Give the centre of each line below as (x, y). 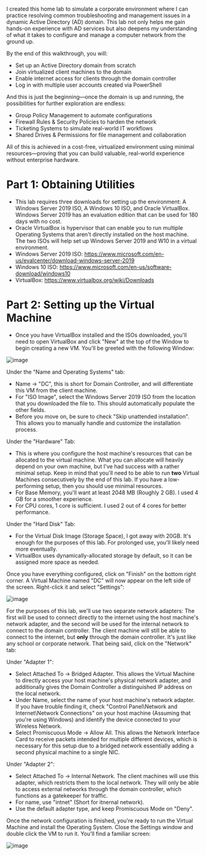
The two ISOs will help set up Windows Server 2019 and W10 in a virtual (106, 241)
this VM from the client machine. (56, 390)
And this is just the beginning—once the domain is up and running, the (95, 97)
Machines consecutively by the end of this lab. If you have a (91, 479)
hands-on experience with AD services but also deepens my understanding (102, 28)
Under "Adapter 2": (31, 764)
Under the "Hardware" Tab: (41, 441)
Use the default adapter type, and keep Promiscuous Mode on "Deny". (104, 808)
